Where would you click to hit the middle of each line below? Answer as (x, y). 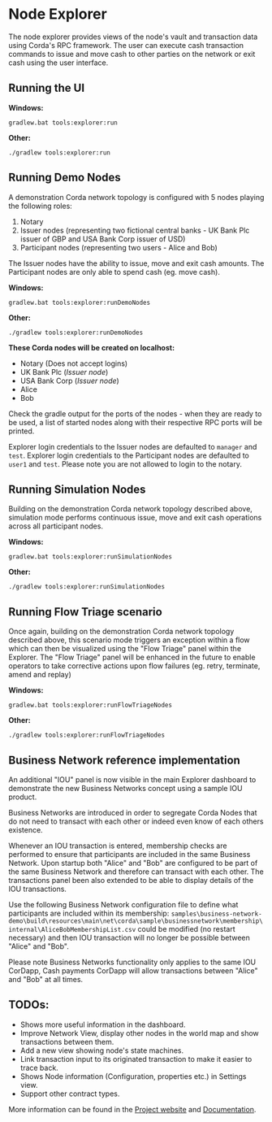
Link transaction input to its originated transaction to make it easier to (136, 1059)
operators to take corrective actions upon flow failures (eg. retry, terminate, (134, 666)
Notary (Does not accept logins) (74, 363)
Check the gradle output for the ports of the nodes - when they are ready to (135, 413)
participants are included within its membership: (89, 913)
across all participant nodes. (56, 526)
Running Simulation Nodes (77, 489)
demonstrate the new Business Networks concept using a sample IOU (125, 788)
